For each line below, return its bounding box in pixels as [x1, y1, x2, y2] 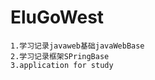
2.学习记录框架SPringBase [10, 51, 110, 61]
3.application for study [10, 60, 114, 70]
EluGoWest [10, 6, 105, 29]
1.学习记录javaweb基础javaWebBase [10, 41, 145, 51]
